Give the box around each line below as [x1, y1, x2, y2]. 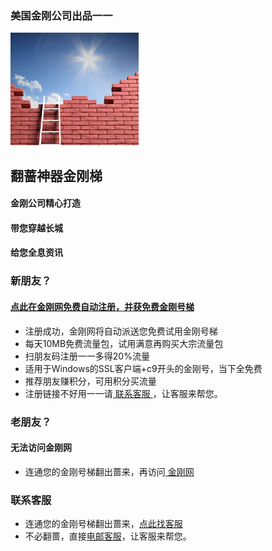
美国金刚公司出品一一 [10, 8, 113, 22]
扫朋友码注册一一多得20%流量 [24, 350, 150, 362]
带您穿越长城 [10, 222, 63, 234]
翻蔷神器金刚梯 [10, 167, 103, 184]
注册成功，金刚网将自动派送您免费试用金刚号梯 [24, 325, 218, 337]
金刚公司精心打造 [10, 197, 81, 209]
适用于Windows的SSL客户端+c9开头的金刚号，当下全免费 [24, 362, 263, 374]
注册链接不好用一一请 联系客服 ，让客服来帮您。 [24, 387, 223, 399]
